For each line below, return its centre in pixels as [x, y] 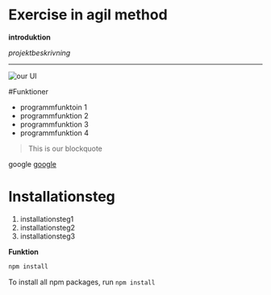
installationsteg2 [47, 227]
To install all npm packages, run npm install [82, 282]
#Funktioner [28, 91]
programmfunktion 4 [54, 133]
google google [32, 164]
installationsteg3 [47, 236]
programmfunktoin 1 [53, 107]
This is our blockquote [65, 148]
